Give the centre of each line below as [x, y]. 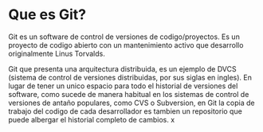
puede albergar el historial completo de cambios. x [92, 119]
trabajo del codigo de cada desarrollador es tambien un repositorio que [126, 111]
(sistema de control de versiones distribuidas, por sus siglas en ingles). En [130, 77]
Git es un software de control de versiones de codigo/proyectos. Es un [124, 37]
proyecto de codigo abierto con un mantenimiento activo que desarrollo [126, 45]
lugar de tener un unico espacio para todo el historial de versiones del [123, 86]
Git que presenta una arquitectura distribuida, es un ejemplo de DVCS [122, 68]
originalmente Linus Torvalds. [57, 53]
